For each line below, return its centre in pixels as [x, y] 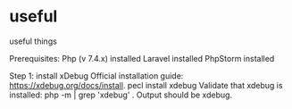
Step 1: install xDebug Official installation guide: [96, 75]
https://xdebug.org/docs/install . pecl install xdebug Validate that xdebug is [146, 85]
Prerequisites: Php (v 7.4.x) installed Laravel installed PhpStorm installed [142, 58]
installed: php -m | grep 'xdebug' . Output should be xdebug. [121, 95]
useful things [33, 41]
